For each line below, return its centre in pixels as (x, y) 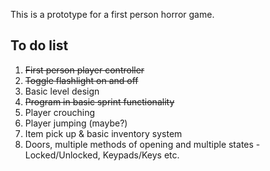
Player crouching (59, 112)
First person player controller (84, 70)
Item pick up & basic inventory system (103, 133)
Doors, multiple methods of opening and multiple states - (142, 144)
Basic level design (62, 91)
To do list (39, 45)
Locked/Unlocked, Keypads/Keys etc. (102, 155)
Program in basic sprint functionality (99, 101)
